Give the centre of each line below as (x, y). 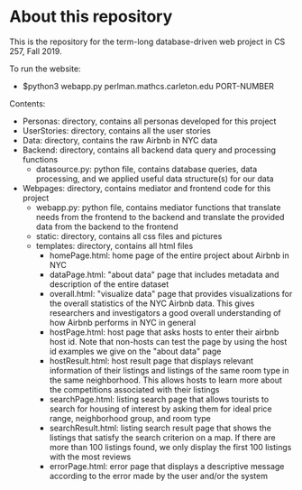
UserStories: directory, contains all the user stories (117, 130)
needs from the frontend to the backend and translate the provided (160, 217)
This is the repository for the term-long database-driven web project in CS (147, 42)
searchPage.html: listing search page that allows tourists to (159, 399)
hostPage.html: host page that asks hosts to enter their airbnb (164, 332)
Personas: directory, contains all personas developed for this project (149, 121)
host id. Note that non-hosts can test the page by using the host (168, 341)
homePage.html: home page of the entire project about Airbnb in (169, 255)
